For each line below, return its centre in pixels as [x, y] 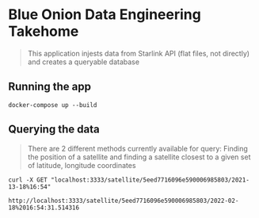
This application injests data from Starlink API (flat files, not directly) [139, 53]
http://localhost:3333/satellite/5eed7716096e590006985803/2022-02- [124, 201]
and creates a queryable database [84, 62]
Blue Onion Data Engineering [105, 15]
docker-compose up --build [53, 105]
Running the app [50, 87]
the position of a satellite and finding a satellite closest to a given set [139, 157]
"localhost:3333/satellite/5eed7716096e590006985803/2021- [150, 180]
